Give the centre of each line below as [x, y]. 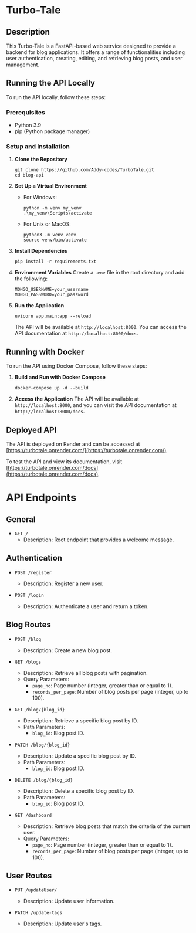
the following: [31, 279]
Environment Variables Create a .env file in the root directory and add [99, 273]
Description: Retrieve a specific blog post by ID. [81, 720]
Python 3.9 [28, 125]
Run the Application [39, 306]
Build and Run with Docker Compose [60, 377]
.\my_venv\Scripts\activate [58, 213]
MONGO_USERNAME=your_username [52, 290]
